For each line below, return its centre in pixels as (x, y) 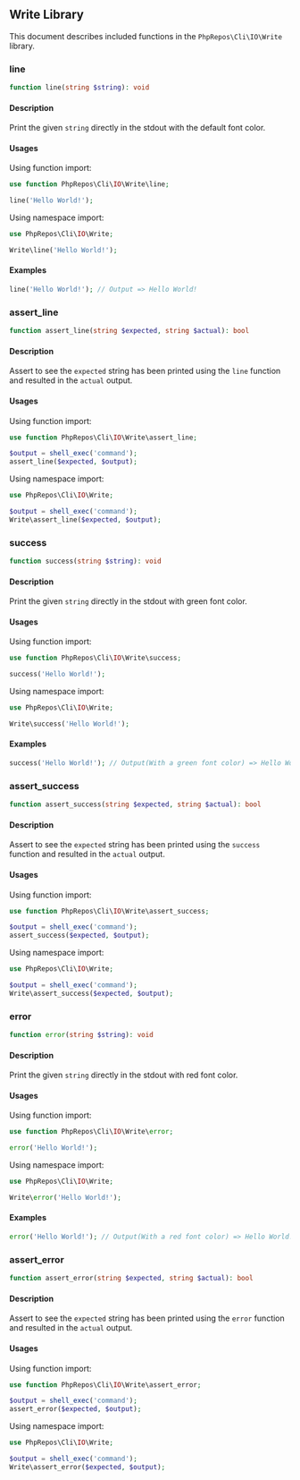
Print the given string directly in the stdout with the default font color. (137, 128)
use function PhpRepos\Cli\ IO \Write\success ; (95, 658)
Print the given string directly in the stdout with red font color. (124, 1075)
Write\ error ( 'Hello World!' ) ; (66, 1197)
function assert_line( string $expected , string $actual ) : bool (129, 331)
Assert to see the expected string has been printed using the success (135, 845)
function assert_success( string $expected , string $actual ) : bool (135, 804)
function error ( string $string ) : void (81, 1035)
